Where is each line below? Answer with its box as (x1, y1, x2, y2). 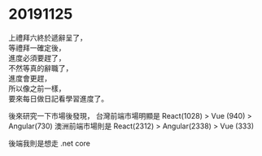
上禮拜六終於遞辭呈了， (8, 32, 87, 42)
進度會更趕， (8, 73, 51, 83)
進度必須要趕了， (8, 53, 66, 63)
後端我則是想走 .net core (8, 138, 91, 148)
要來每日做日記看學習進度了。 (8, 93, 108, 103)
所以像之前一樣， (8, 83, 66, 93)
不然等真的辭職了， (8, 63, 73, 73)
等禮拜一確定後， (8, 42, 66, 53)
